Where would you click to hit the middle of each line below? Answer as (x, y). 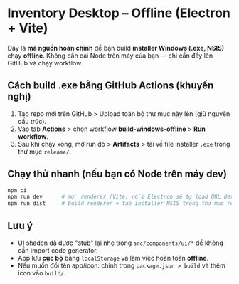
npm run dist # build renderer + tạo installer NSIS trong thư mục (116, 204)
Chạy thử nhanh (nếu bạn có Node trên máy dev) (117, 174)
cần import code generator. (58, 250)
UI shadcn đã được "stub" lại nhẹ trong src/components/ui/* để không (121, 243)
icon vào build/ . (42, 273)
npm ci (17, 190)
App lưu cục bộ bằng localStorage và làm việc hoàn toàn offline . (113, 258)
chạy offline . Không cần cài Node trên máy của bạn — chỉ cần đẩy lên (110, 56)
